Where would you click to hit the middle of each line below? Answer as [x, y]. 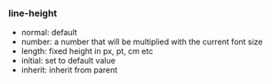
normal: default [49, 33]
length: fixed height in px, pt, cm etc [87, 51]
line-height [33, 13]
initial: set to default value [68, 61]
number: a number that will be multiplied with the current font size [142, 42]
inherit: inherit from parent [69, 70]
